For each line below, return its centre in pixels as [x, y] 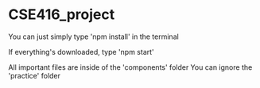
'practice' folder [35, 75]
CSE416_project [62, 15]
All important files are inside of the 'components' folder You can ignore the [130, 67]
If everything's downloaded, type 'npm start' [81, 52]
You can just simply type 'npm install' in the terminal [93, 36]
